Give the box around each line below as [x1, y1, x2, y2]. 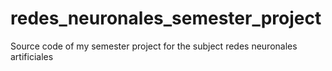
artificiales [10, 50, 54, 62]
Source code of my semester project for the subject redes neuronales [10, 40, 298, 52]
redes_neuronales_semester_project [10, 7, 322, 30]
